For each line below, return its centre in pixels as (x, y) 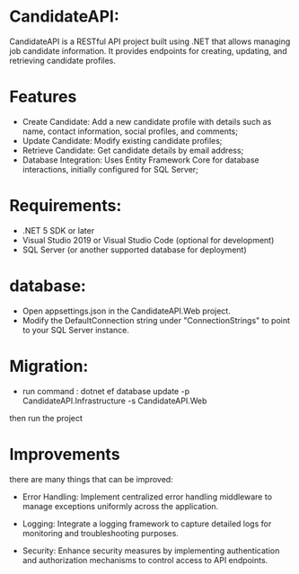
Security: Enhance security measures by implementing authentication (151, 551)
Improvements (65, 454)
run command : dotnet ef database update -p (106, 391)
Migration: (49, 366)
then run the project (46, 418)
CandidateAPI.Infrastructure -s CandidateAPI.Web (114, 401)
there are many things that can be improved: (91, 479)
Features (43, 97)
